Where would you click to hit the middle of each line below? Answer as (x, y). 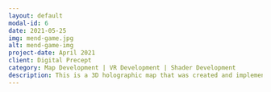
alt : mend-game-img (41, 46)
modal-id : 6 (28, 23)
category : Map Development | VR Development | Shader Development (122, 68)
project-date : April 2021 (52, 53)
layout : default (35, 16)
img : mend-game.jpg (41, 38)
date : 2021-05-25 (38, 30)
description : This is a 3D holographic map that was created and (120, 75)
